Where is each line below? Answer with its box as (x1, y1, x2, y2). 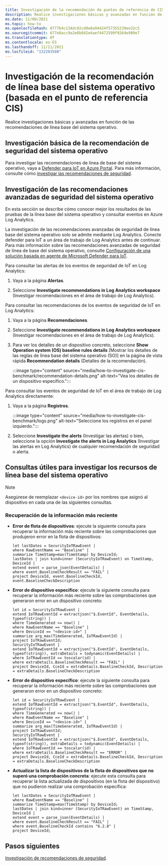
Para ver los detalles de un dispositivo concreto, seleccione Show (12, 342, 148, 348)
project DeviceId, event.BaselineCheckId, (12, 574, 102, 579)
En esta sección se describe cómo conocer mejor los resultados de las (5, 206, 151, 212)
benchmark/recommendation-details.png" (12, 373, 99, 379)
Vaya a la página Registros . (12, 403, 69, 409)
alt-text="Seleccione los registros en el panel (58, 418, 152, 424)
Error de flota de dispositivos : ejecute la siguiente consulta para (12, 523, 146, 529)
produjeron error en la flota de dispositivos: (12, 534, 102, 540)
